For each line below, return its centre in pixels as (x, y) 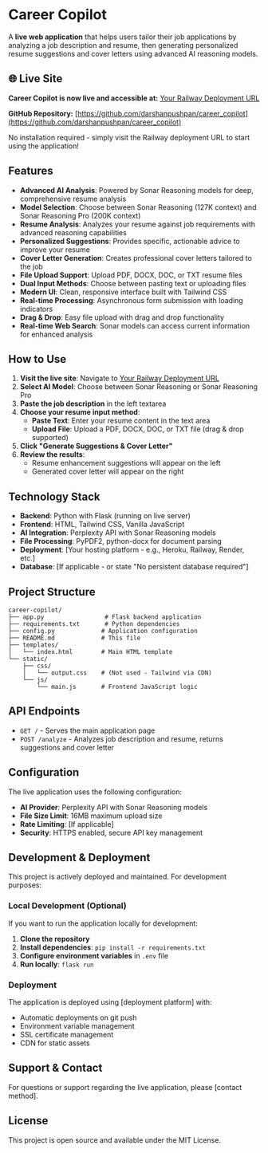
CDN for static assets (55, 1043)
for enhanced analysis (56, 334)
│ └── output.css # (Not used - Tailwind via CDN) (118, 673)
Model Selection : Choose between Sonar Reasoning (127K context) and (138, 207)
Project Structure (52, 592)
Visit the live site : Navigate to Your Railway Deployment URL (119, 378)
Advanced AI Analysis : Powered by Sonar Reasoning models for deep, (136, 190)
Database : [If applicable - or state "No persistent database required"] (134, 567)
